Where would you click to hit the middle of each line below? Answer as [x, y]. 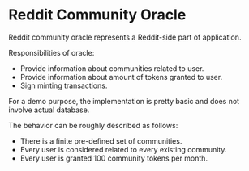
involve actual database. [49, 110]
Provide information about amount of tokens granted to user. [121, 77]
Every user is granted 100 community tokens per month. [114, 158]
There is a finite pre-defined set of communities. [101, 141]
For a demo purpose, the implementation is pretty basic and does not [124, 101]
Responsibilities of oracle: [52, 52]
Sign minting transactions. [64, 85]
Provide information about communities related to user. [112, 68]
